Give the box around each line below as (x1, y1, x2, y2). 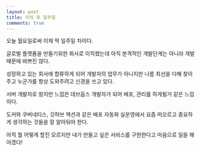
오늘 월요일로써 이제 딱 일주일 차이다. (6, 37, 94, 45)
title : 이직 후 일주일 (6, 14, 56, 20)
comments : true (6, 20, 45, 26)
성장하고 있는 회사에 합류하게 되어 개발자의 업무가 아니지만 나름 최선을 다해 (6, 70, 182, 78)
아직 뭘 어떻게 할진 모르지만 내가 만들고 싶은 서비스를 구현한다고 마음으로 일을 (6, 131, 188, 138)
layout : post (6, 8, 39, 15)
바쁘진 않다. (22, 58, 50, 65)
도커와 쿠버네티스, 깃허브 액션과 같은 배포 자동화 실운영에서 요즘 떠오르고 (6, 111, 177, 118)
